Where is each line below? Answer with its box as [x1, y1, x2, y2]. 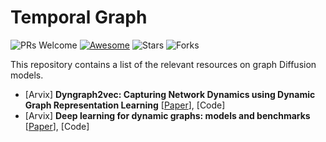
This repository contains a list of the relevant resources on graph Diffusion [10, 58, 317, 70]
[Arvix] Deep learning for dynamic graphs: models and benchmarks [24, 109, 311, 121]
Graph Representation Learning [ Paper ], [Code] [24, 99, 226, 111]
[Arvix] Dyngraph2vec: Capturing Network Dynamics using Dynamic [24, 88, 316, 100]
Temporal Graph [10, 6, 148, 29]
